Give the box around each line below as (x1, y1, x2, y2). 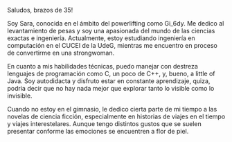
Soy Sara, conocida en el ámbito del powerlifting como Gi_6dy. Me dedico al (7, 19, 224, 27)
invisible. (7, 91, 33, 100)
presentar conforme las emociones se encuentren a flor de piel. (7, 127, 189, 135)
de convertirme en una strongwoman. (7, 48, 115, 57)
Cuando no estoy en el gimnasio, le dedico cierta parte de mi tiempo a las (7, 105, 217, 113)
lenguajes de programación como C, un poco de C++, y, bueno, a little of (7, 69, 215, 78)
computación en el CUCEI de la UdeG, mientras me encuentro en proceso (7, 42, 218, 49)
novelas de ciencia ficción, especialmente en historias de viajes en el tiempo (7, 112, 226, 121)
